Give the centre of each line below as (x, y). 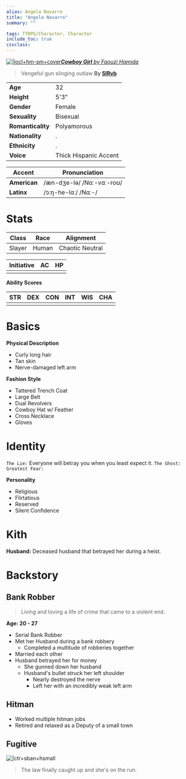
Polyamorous (74, 126)
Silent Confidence (37, 510)
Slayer (18, 248)
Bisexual (67, 116)
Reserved (27, 504)
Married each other (39, 654)
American (23, 183)
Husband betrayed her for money (56, 660)
